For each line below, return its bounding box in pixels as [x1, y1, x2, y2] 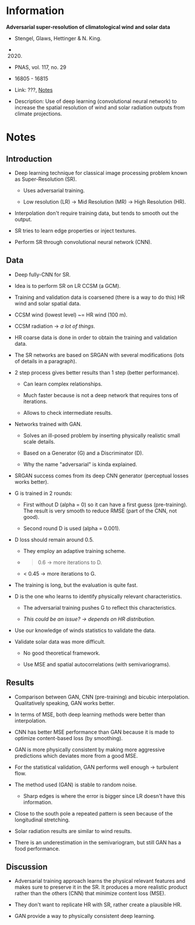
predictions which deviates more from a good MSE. [14, 752, 138, 759]
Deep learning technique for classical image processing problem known [14, 169, 188, 176]
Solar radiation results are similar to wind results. [14, 827, 133, 834]
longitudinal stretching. [14, 816, 70, 823]
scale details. [23, 438, 55, 445]
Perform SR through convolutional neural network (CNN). [14, 238, 152, 245]
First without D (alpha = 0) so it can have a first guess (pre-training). [23, 501, 188, 508]
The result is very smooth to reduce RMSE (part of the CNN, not [23, 507, 177, 514]
